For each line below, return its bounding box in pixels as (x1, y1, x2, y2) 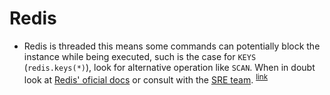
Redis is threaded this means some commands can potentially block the (23, 40, 321, 52)
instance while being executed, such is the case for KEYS (23, 50, 257, 62)
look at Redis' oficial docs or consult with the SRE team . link (23, 72, 269, 86)
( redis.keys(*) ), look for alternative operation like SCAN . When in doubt (23, 61, 316, 73)
